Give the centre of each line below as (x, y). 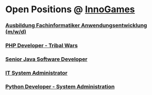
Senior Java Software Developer (46, 59)
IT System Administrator (36, 73)
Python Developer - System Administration (60, 86)
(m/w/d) (16, 32)
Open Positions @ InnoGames (70, 9)
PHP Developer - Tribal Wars (42, 45)
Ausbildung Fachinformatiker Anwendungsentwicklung (76, 26)
